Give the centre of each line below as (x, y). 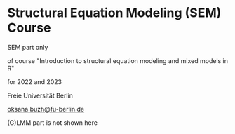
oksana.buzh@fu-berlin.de (46, 109)
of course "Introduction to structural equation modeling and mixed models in (118, 60)
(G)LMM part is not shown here (53, 122)
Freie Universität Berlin (40, 95)
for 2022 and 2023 (34, 81)
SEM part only (28, 47)
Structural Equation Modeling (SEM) (114, 13)
